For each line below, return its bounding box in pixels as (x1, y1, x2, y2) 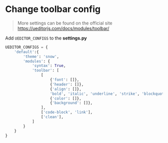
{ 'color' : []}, (49, 96, 81, 101)
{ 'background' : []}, (49, 100, 93, 105)
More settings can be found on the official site (17, 20, 112, 26)
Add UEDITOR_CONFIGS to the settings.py (5, 35, 87, 41)
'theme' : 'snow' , (23, 54, 59, 59)
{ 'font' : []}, (49, 77, 79, 82)
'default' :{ (14, 49, 39, 54)
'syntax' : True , (31, 63, 66, 68)
